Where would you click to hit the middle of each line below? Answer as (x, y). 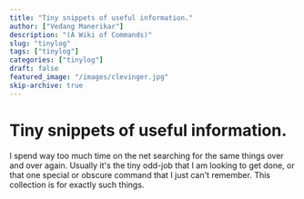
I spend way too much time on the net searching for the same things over (147, 155)
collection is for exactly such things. (77, 184)
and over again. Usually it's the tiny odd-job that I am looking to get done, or (152, 165)
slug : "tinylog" (40, 43)
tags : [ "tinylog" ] (44, 52)
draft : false (34, 69)
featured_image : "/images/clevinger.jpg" (89, 77)
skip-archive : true (46, 85)
